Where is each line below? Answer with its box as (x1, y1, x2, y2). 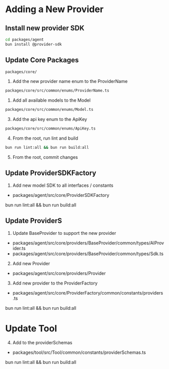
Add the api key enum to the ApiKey (12, 116, 87, 122)
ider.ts (12, 245, 26, 251)
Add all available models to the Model (12, 97, 91, 103)
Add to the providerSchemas (12, 339, 73, 345)
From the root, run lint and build (12, 135, 78, 141)
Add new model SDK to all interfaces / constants (12, 182, 114, 188)
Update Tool (5, 322, 57, 334)
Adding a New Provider (5, 4, 104, 15)
